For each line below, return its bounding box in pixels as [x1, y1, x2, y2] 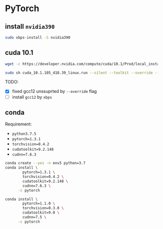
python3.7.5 [12, 132, 36, 137]
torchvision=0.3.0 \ [22, 206, 64, 211]
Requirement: [5, 121, 32, 127]
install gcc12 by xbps [12, 94, 52, 100]
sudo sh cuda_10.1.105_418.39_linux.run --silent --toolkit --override [5, 70, 153, 75]
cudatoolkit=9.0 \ [22, 210, 60, 215]
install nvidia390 [5, 22, 55, 31]
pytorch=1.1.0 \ [22, 201, 55, 206]
